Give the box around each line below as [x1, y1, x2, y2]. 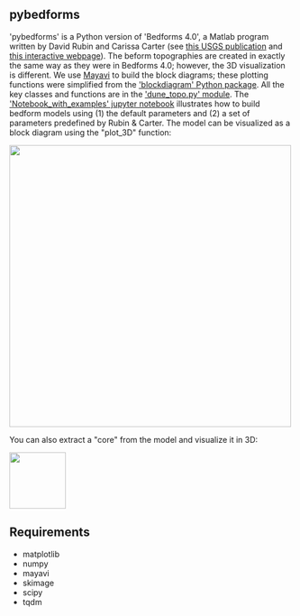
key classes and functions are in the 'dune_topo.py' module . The [9, 88, 250, 99]
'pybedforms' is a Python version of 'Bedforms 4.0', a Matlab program [9, 31, 269, 41]
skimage [22, 577, 55, 588]
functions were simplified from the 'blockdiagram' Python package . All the [9, 78, 286, 89]
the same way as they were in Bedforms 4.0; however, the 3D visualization [9, 60, 286, 70]
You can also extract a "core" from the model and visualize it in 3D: [9, 434, 259, 445]
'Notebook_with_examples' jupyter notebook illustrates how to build [9, 98, 260, 109]
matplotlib [22, 548, 60, 559]
